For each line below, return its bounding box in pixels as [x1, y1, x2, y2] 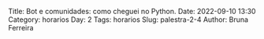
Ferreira [8, 23, 34, 32]
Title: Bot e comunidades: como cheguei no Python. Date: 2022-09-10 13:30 [8, 7, 256, 16]
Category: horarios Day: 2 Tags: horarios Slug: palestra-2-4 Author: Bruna [8, 15, 249, 24]
